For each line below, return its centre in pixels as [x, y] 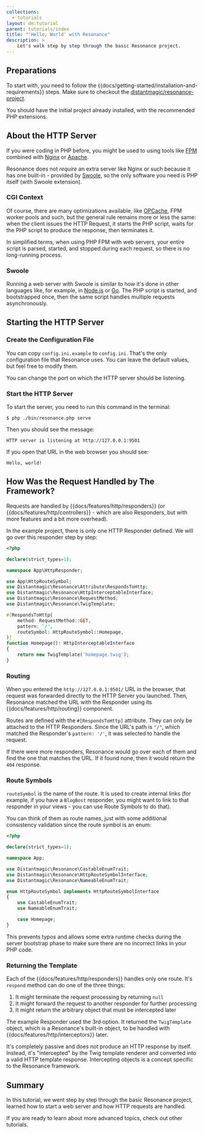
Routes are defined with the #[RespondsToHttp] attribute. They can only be [100, 720]
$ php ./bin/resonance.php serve [49, 418]
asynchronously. [27, 304]
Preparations [31, 71]
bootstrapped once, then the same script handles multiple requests [91, 297]
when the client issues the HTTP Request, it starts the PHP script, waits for [100, 224]
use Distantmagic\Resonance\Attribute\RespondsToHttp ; [77, 587]
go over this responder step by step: [52, 537]
